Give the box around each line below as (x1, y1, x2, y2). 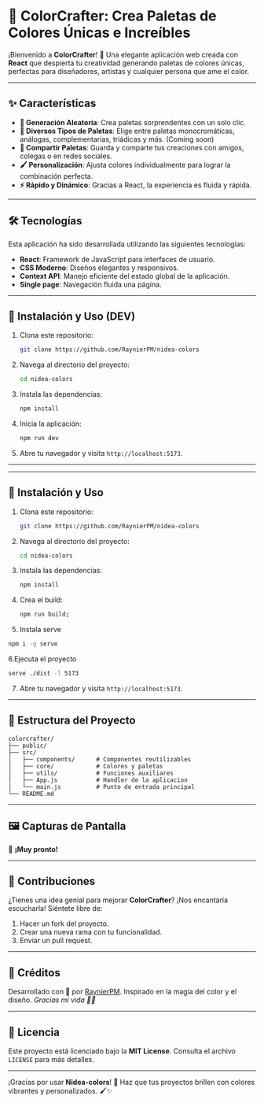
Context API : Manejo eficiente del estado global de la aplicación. (19, 271, 230, 280)
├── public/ (8, 742, 47, 750)
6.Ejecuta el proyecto (8, 654, 77, 664)
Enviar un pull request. (19, 936, 93, 946)
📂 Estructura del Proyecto (8, 714, 136, 727)
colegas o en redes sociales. (19, 151, 112, 161)
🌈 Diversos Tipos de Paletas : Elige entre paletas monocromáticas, (19, 126, 235, 135)
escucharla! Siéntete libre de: (8, 904, 103, 913)
